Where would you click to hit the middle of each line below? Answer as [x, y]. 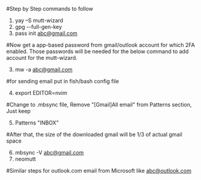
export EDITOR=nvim [41, 93]
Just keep [19, 111]
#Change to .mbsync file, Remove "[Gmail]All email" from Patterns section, [99, 104]
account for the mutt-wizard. [42, 58]
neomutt [25, 159]
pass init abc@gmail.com [46, 33]
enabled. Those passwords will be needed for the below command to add [97, 51]
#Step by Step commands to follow [50, 9]
